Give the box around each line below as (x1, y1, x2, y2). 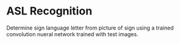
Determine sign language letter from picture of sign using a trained (6, 24, 174, 31)
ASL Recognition (6, 4, 93, 18)
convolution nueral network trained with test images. (6, 30, 139, 37)
